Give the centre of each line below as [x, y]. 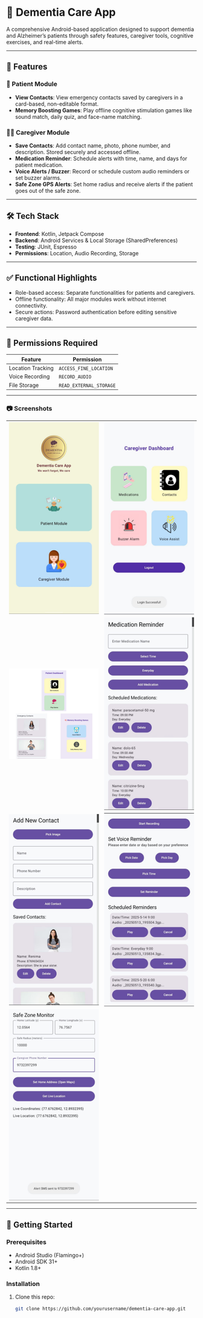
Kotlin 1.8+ [28, 1268]
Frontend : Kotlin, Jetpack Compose [60, 234]
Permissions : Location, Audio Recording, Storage [77, 253]
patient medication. [39, 165]
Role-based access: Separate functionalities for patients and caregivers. [105, 292]
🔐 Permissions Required [52, 343]
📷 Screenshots [29, 409]
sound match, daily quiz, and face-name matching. [78, 116]
